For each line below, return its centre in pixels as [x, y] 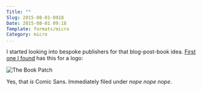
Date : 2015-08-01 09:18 [37, 23]
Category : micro [27, 35]
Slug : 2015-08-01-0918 [35, 18]
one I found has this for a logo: [45, 58]
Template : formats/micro [38, 29]
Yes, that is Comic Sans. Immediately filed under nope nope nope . [89, 82]
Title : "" [19, 12]
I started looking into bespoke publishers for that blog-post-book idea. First [101, 52]
